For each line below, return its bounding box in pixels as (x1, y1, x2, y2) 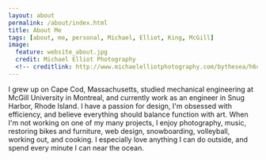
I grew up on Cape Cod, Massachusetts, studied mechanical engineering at (8, 84, 254, 94)
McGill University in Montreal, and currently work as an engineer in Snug (8, 92, 245, 102)
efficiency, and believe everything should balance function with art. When (8, 110, 249, 119)
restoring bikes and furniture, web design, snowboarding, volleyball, (8, 126, 230, 136)
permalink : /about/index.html (8, 19, 108, 27)
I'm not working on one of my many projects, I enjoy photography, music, (8, 117, 247, 127)
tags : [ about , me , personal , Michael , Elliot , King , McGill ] (8, 33, 215, 42)
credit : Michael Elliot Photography (15, 56, 136, 64)
